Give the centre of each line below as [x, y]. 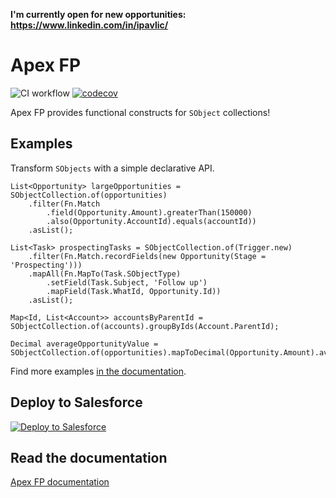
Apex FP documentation [60, 482]
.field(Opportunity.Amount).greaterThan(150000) [149, 212]
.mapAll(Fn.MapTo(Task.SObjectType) [105, 274]
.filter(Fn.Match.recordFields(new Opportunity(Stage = [147, 256]
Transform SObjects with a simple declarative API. [112, 168]
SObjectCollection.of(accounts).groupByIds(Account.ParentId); [145, 326]
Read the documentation [89, 457]
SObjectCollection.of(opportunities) [89, 195]
